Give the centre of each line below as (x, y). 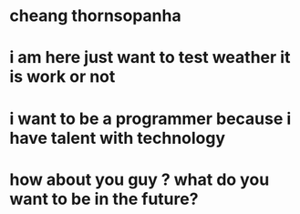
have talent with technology (118, 138)
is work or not (62, 77)
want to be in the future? (104, 199)
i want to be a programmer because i (150, 118)
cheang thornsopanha (95, 16)
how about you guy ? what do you (140, 179)
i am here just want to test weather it (150, 58)
